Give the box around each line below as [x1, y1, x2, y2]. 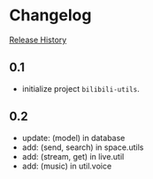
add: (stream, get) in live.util [21, 151, 125, 161]
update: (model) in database [21, 132, 126, 143]
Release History [9, 34, 67, 45]
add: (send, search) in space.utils [21, 142, 144, 153]
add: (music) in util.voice [21, 160, 112, 171]
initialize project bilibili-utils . [21, 83, 140, 93]
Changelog [9, 5, 92, 26]
